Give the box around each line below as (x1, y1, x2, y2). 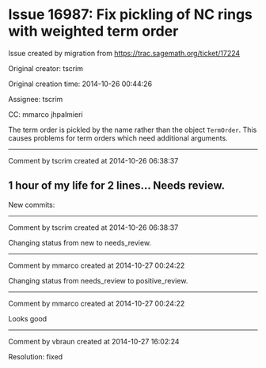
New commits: (8, 200, 55, 209)
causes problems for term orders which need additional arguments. (8, 133, 228, 143)
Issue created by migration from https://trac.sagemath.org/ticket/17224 (8, 48, 241, 58)
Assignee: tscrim (8, 94, 63, 103)
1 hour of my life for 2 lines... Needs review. (8, 179, 226, 193)
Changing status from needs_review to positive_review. (8, 276, 188, 285)
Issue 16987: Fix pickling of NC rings (8, 6, 253, 24)
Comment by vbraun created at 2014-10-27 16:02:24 (8, 336, 180, 346)
